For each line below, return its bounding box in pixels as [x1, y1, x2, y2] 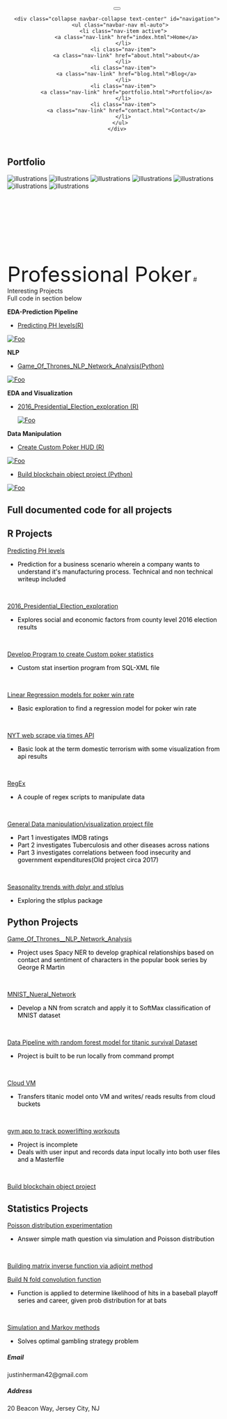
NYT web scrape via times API [7, 731, 95, 739]
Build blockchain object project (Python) [17, 470, 133, 479]
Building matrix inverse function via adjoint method [7, 1262, 153, 1270]
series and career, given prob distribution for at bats [17, 1296, 167, 1305]
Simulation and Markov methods [7, 1323, 100, 1332]
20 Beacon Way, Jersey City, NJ [7, 1404, 100, 1413]
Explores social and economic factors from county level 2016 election [17, 615, 217, 624]
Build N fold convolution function [7, 1275, 102, 1284]
